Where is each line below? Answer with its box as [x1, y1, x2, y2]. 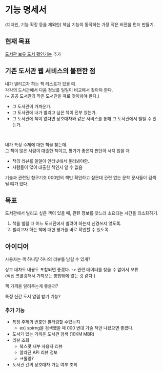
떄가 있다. [10, 180, 29, 186]
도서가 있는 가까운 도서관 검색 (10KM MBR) [12, 331, 95, 337]
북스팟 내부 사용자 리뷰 [19, 343, 63, 350]
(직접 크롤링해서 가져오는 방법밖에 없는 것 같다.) [5, 273, 96, 279]
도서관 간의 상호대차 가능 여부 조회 [12, 362, 78, 368]
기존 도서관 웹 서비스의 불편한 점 [5, 67, 96, 75]
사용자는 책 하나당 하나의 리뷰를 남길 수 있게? [5, 256, 91, 262]
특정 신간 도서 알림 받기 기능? [5, 294, 61, 300]
